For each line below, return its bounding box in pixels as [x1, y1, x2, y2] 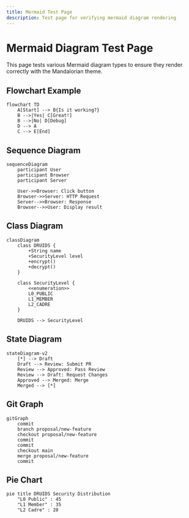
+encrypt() [28, 258, 56, 265]
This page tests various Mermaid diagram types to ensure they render [6, 61, 183, 69]
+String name [28, 247, 62, 254]
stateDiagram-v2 [6, 350, 48, 356]
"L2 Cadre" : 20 [17, 507, 59, 513]
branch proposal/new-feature [17, 426, 92, 432]
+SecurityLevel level [28, 253, 84, 259]
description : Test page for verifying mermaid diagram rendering [6, 15, 176, 21]
